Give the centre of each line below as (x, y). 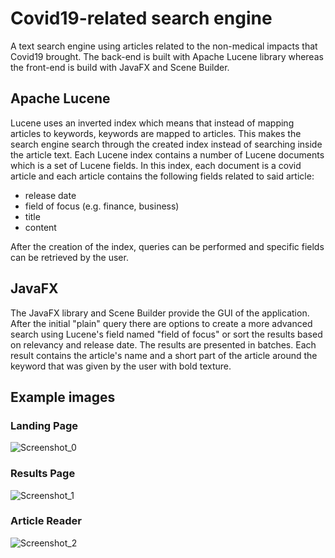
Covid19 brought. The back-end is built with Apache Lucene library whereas (167, 56)
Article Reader (46, 521)
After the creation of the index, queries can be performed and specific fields (167, 246)
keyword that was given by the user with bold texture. (121, 366)
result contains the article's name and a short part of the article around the (164, 355)
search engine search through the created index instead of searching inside (166, 144)
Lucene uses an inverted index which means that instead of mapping (152, 123)
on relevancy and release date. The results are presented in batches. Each (163, 344)
